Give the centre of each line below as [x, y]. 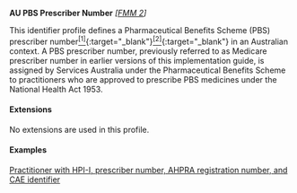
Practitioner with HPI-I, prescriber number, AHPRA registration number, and [148, 171]
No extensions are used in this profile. [79, 129]
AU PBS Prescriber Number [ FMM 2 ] [78, 13]
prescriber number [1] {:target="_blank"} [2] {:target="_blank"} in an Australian [149, 41]
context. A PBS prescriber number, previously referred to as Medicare [138, 51]
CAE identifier [35, 180]
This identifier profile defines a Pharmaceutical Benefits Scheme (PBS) [140, 30]
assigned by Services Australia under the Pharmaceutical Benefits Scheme [148, 70]
